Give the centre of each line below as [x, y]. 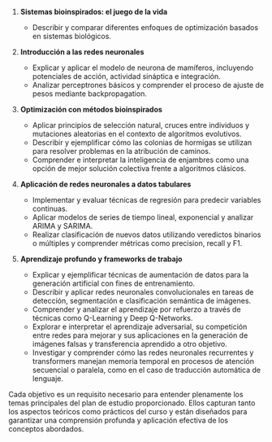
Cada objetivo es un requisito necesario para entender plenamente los [126, 394]
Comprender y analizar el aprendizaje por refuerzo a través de [136, 309]
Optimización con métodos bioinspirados [91, 109]
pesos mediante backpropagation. [90, 94]
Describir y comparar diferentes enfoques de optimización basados [145, 27]
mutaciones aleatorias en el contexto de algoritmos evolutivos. [137, 134]
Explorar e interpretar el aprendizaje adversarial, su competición [140, 326]
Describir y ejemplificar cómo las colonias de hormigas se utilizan [142, 142]
